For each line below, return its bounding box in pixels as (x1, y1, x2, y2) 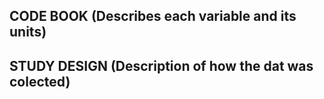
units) (9, 24, 47, 41)
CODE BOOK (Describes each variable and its (9, 8, 297, 25)
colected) (9, 73, 71, 90)
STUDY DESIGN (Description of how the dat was (9, 57, 314, 74)
